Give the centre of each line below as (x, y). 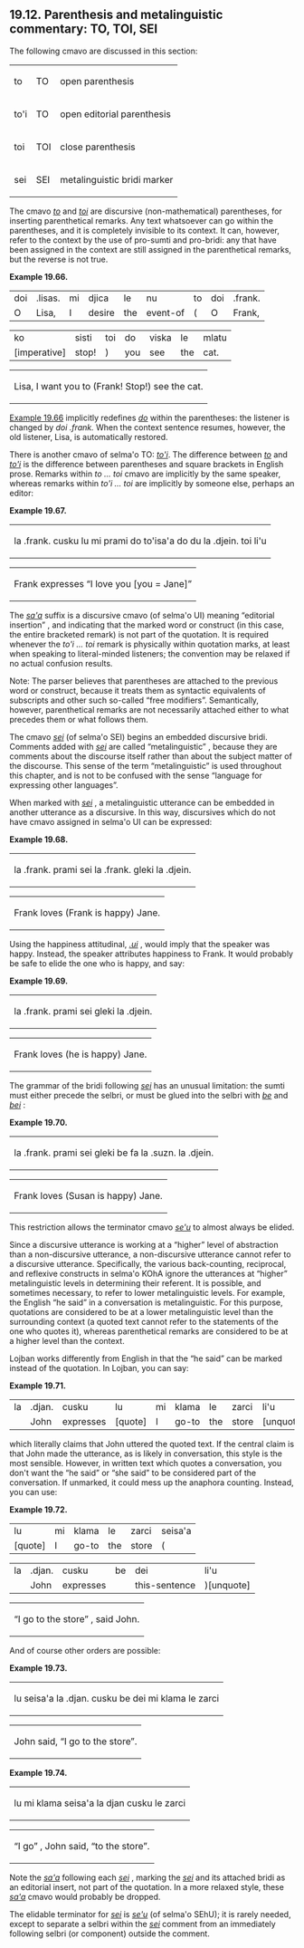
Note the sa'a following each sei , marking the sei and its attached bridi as (147, 1877)
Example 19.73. (38, 1668)
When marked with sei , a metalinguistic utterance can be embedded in (142, 802)
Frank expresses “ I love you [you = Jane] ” (103, 583)
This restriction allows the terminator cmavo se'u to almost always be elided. (152, 1227)
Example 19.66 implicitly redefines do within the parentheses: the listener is (150, 417)
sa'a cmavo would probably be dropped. (85, 1896)
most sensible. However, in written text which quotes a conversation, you (146, 1463)
